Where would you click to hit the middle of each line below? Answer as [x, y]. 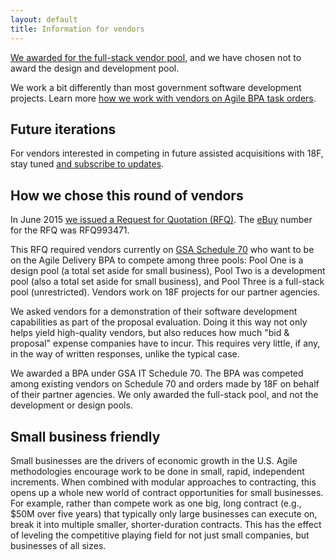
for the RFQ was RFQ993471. [70, 230]
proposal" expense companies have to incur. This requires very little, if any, [165, 343]
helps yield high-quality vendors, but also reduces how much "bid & [150, 333]
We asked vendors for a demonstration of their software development [154, 312]
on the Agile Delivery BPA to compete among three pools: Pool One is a [157, 260]
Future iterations [63, 129]
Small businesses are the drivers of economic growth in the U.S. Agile [154, 460]
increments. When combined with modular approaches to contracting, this [163, 482]
